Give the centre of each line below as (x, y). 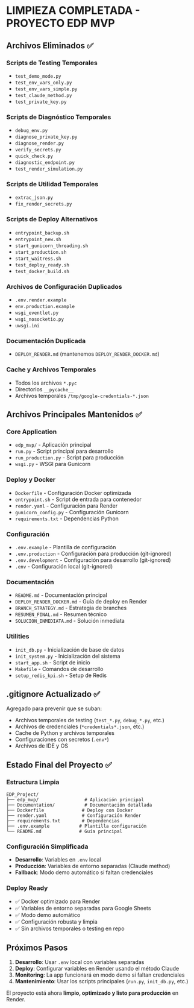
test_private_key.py (41, 102)
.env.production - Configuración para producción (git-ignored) (93, 553)
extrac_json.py (34, 198)
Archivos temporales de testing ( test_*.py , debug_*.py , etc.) (89, 720)
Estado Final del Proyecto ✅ (59, 765)
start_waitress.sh (38, 259)
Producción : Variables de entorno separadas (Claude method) (92, 866)
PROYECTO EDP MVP (61, 23)
